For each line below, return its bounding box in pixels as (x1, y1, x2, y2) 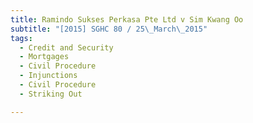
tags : (10, 33, 33, 43)
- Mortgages (19, 52, 70, 62)
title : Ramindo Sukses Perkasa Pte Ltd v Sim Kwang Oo (10, 14, 244, 25)
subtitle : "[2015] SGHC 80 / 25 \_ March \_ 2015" (10, 24, 208, 34)
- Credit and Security (19, 42, 114, 53)
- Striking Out (19, 89, 83, 99)
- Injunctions (19, 71, 78, 81)
